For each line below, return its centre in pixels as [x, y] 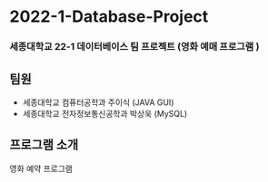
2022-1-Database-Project [109, 17]
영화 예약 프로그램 [41, 168]
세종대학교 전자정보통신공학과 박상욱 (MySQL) [105, 113]
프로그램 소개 [44, 145]
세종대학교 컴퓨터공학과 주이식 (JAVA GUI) [98, 102]
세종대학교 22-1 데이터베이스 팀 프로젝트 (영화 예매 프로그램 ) [134, 47]
